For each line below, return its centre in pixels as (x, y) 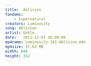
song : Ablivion (21, 28)
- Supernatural (30, 19)
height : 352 (17, 56)
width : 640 (16, 51)
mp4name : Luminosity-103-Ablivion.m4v (45, 42)
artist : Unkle (20, 33)
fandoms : (14, 14)
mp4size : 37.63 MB (24, 47)
